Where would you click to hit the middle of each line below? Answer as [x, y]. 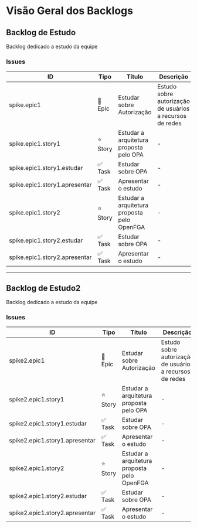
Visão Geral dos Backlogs [70, 11]
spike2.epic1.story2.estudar [48, 496]
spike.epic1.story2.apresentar [50, 257]
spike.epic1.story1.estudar [46, 168]
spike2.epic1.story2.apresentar [52, 513]
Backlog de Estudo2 [43, 288]
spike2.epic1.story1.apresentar [52, 441]
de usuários [174, 108]
